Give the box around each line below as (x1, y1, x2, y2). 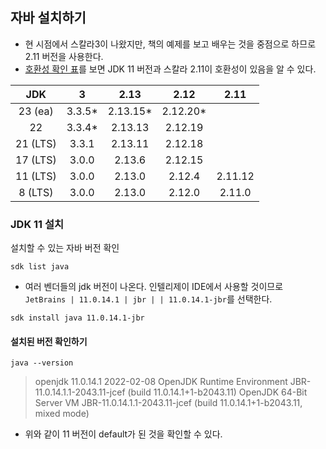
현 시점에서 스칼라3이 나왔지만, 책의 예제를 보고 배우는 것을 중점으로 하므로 (24, 38, 317, 50)
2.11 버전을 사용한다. (24, 50, 104, 62)
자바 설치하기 (10, 9, 87, 27)
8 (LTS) (18, 185, 54, 199)
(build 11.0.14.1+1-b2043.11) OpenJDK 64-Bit (127, 386, 308, 398)
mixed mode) (34, 408, 90, 420)
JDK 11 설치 (10, 217, 65, 231)
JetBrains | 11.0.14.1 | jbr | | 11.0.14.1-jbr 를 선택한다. (24, 293, 273, 305)
